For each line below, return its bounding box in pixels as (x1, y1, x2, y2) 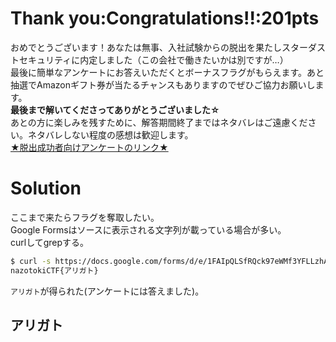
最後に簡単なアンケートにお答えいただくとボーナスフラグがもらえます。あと (10, 66, 325, 78)
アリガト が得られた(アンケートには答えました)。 (10, 285, 205, 297)
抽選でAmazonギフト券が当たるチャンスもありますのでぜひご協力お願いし (10, 78, 316, 91)
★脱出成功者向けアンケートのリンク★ (10, 141, 169, 153)
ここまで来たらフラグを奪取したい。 (10, 211, 160, 223)
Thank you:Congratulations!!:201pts (10, 7, 320, 30)
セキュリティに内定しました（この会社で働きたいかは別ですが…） (18, 53, 289, 66)
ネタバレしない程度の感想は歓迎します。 (27, 128, 194, 141)
